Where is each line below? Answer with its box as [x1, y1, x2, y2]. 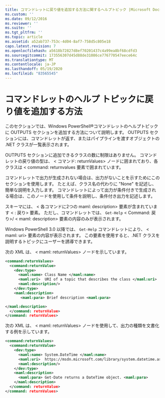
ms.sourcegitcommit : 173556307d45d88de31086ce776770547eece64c [5, 53, 137, 58]
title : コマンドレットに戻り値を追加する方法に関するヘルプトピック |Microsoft [5, 7, 151, 12]
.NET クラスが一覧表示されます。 [5, 141, 72, 147]
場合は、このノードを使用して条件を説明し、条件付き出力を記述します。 [9, 193, 156, 199]
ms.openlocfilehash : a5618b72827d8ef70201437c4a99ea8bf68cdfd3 [5, 48, 137, 53]
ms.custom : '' [5, 12, 34, 17]
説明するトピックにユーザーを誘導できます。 [5, 239, 95, 244]
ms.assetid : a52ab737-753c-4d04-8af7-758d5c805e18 [5, 39, 111, 44]
